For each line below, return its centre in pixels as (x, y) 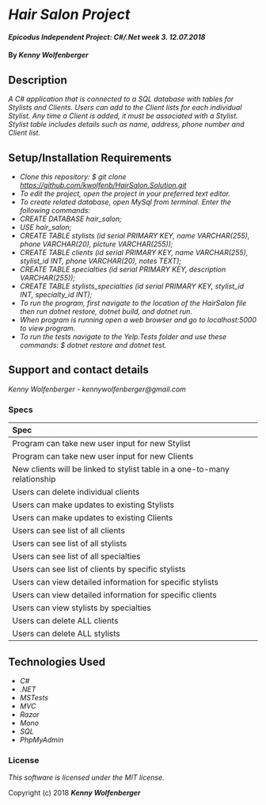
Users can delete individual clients (76, 492)
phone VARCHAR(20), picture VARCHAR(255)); (96, 244)
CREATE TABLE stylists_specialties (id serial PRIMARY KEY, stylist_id (131, 286)
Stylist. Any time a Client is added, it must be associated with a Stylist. (123, 116)
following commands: (55, 210)
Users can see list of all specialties (76, 556)
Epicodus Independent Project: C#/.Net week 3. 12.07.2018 (107, 36)
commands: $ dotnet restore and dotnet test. (93, 345)
